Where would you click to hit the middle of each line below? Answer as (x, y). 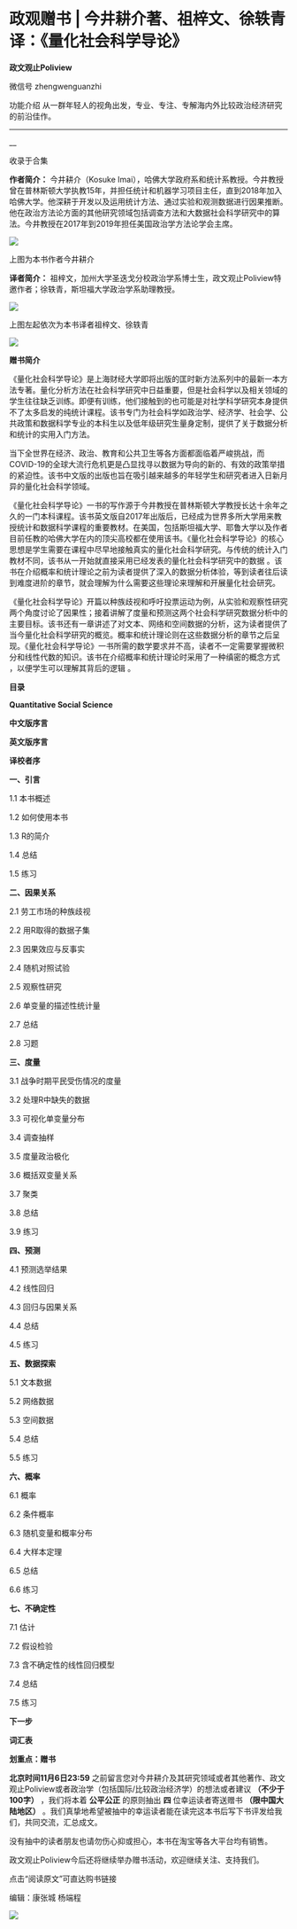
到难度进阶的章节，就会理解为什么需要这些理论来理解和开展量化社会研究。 (145, 582)
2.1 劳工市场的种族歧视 (50, 911)
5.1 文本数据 (30, 1382)
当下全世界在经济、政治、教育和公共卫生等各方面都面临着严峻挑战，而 (137, 453)
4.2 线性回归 (32, 1288)
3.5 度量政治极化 (39, 1156)
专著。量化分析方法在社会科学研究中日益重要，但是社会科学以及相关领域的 (152, 390)
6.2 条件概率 (32, 1514)
